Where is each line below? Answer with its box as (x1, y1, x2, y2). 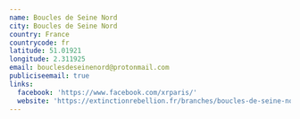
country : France (9, 30, 70, 38)
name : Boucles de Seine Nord (9, 13, 118, 22)
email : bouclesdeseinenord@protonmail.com (9, 64, 170, 72)
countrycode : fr (9, 38, 70, 47)
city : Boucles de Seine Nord (9, 21, 118, 30)
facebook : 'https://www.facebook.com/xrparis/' (17, 88, 198, 97)
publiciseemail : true (9, 72, 90, 81)
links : (9, 80, 34, 89)
